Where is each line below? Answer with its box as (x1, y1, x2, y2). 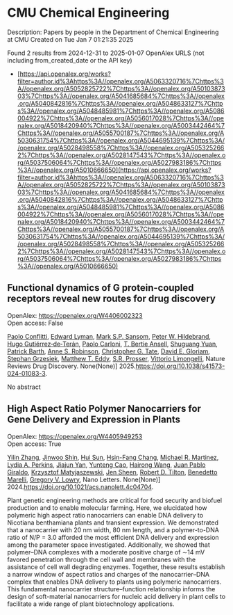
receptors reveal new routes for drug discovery (7, 293, 216, 305)
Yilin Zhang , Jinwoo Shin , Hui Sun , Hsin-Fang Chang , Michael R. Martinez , (7, 453, 219, 461)
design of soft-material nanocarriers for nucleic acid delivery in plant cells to (7, 592, 226, 600)
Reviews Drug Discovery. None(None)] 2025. (7, 362, 137, 370)
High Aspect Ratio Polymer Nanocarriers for (7, 403, 201, 415)
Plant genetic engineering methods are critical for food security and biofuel (7, 496, 223, 504)
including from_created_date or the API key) (7, 56, 133, 64)
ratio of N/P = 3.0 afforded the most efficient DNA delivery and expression (7, 533, 220, 541)
